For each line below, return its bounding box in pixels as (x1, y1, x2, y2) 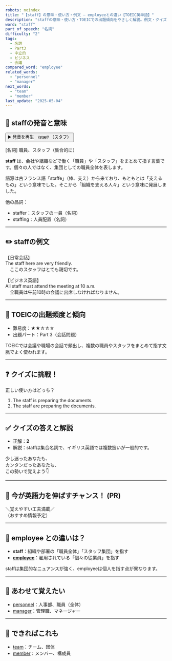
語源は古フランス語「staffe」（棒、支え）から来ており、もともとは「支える (5, 175, 163, 181)
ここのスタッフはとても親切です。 (9, 266, 81, 272)
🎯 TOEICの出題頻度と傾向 (5, 310, 86, 319)
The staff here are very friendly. (5, 260, 73, 266)
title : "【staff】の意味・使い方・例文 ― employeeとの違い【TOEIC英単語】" (5, 12, 155, 17)
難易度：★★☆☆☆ (12, 325, 55, 331)
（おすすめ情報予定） (5, 512, 50, 519)
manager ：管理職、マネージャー (12, 608, 81, 614)
